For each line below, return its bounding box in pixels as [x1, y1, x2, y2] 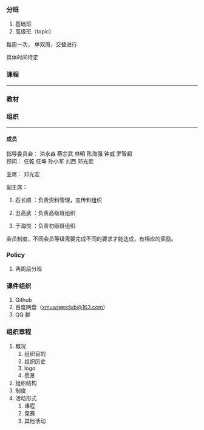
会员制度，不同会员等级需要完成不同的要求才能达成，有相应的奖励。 [6, 235, 177, 242]
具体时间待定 [6, 53, 38, 61]
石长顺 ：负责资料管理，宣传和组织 [15, 196, 102, 204]
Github [15, 296, 32, 303]
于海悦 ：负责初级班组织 [15, 222, 76, 230]
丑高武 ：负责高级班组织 [15, 210, 76, 217]
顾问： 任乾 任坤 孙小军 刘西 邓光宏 [6, 158, 94, 165]
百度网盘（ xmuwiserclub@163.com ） [15, 303, 109, 310]
